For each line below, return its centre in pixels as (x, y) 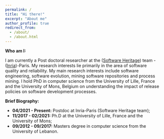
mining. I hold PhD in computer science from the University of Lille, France (80, 81)
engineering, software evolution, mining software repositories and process (80, 76)
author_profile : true (27, 23)
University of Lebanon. (35, 131)
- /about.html (24, 37)
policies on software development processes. (51, 92)
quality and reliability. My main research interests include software (72, 70)
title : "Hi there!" (25, 14)
